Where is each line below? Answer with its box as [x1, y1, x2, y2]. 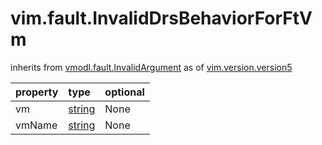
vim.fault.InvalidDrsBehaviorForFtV [10, 7, 313, 30]
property [15, 85, 59, 99]
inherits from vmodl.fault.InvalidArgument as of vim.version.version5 [10, 61, 293, 73]
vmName [15, 118, 58, 132]
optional [104, 85, 145, 99]
